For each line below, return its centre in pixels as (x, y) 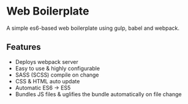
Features (24, 47)
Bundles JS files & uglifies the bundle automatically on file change (98, 94)
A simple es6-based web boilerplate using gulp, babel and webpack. (93, 28)
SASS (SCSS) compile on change (57, 75)
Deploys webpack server (47, 61)
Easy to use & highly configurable (57, 68)
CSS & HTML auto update (47, 81)
